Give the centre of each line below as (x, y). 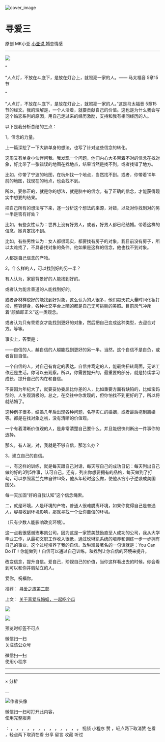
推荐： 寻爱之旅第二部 (27, 589)
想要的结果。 (27, 197)
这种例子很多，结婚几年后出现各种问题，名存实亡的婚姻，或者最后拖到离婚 (80, 412)
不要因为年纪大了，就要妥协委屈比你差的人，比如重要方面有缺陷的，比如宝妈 (82, 389)
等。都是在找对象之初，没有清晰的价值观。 (48, 418)
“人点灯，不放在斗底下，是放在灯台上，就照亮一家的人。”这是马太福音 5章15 (81, 104)
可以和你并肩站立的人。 (33, 567)
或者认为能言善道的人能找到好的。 (40, 289)
